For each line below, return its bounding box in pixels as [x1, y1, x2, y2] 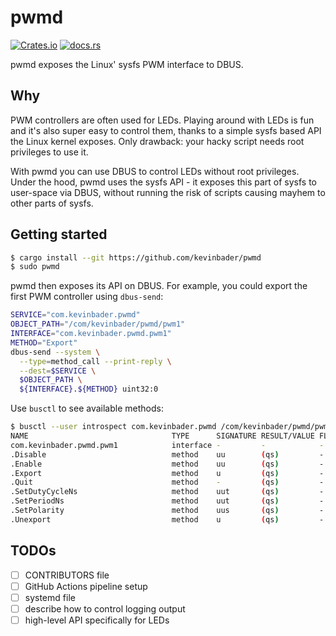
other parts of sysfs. [10, 197, 94, 209]
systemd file [24, 591, 76, 603]
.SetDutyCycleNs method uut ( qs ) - [10, 487, 325, 497]
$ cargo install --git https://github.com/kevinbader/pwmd [10, 252, 262, 263]
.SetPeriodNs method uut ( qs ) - [10, 496, 325, 506]
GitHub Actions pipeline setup [24, 580, 148, 592]
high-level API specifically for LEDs [24, 614, 170, 626]
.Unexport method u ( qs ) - [10, 514, 325, 525]
